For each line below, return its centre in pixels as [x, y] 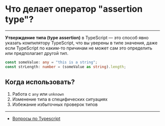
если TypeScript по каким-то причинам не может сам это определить [79, 48]
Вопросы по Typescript [36, 118]
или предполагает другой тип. [37, 53]
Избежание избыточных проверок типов [55, 104]
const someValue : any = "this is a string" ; [51, 62]
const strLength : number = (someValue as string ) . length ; [66, 67]
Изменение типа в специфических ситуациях [60, 99]
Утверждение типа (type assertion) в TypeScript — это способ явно [77, 37]
